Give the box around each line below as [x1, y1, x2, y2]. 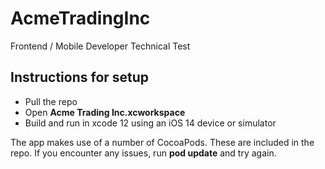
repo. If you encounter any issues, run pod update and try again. [10, 147, 277, 159]
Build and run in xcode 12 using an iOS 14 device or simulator [24, 117, 277, 129]
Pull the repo [24, 95, 78, 107]
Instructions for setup [10, 69, 150, 86]
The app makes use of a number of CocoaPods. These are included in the [10, 136, 315, 148]
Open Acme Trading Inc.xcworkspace [24, 106, 186, 118]
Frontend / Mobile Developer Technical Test [10, 40, 191, 52]
